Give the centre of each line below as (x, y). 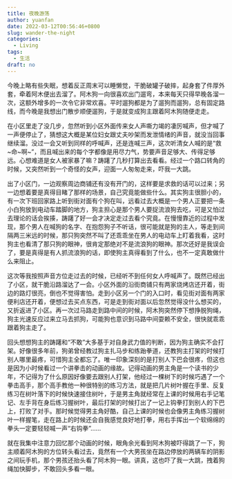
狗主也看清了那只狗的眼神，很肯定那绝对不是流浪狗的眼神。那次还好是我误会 (116, 244)
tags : (15, 52)
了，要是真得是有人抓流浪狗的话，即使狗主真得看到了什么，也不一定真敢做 (113, 252)
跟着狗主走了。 (28, 327)
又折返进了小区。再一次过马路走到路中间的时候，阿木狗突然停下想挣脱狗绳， (116, 310)
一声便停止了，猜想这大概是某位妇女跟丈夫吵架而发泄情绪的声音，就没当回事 (116, 134)
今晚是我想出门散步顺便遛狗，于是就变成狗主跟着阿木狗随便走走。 (119, 111)
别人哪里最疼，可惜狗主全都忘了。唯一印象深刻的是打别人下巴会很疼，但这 (113, 359)
